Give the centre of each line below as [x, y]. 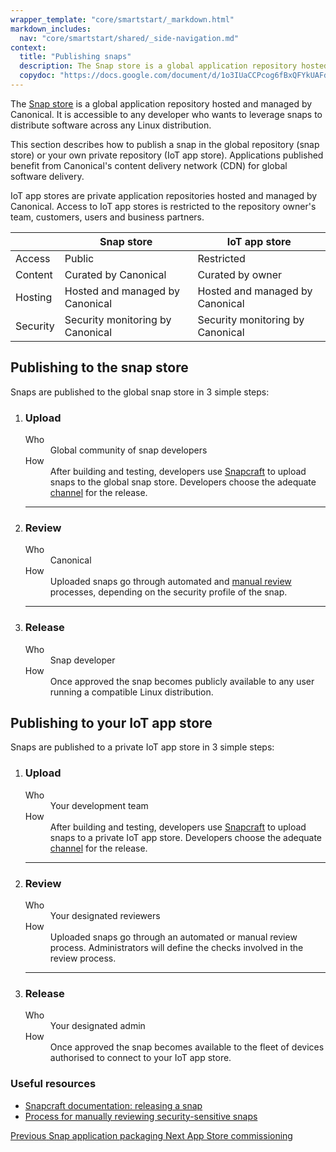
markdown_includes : [51, 29]
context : [28, 47]
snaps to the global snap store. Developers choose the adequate [183, 482]
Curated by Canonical [115, 274]
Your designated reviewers [105, 915]
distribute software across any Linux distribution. [111, 125]
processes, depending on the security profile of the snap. [168, 592]
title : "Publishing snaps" [75, 57]
